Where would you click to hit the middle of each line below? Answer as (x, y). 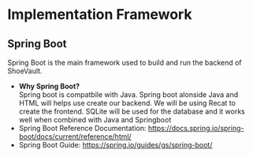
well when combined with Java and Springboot (95, 120)
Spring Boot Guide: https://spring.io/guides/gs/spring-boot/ (115, 145)
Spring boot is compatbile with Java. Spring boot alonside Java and (128, 95)
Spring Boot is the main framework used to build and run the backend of (125, 62)
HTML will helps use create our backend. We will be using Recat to (127, 103)
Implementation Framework (100, 15)
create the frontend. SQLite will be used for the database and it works (132, 111)
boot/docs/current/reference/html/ (75, 136)
